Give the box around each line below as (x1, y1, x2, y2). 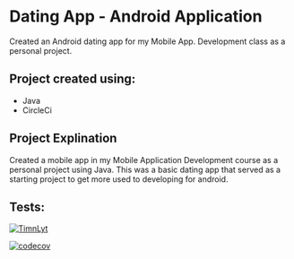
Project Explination (9, 131, 117, 146)
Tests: (9, 199, 45, 214)
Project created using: (9, 72, 136, 87)
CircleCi (22, 105, 52, 116)
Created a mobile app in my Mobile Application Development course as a (9, 154, 279, 165)
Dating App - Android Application (9, 6, 263, 27)
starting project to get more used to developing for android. (9, 173, 229, 185)
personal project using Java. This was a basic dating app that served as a (9, 164, 281, 175)
